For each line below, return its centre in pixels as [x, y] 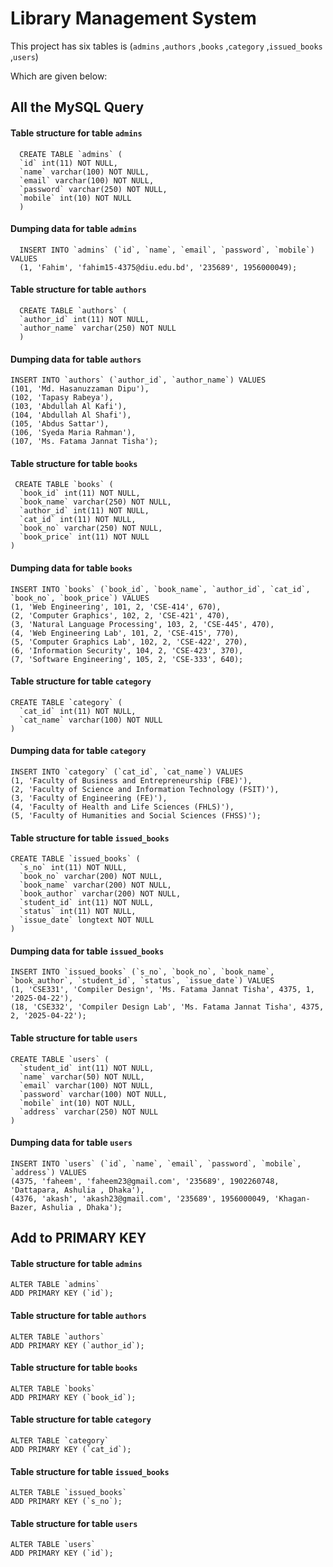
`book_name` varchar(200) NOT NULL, [95, 885]
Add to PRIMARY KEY [78, 1238]
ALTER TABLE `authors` [57, 1337]
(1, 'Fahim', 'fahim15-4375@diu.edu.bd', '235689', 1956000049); [158, 267]
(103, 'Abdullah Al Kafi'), [69, 407]
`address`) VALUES [48, 1172]
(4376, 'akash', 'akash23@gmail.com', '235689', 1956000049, [140, 1198]
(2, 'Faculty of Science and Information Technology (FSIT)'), [145, 789]
